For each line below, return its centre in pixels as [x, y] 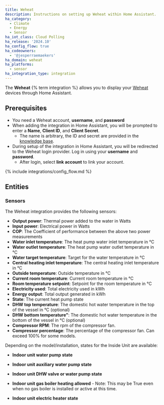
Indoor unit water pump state [42, 355]
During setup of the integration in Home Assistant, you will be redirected [85, 146]
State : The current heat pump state [48, 299]
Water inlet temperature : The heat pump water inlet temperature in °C [83, 242]
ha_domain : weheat [24, 60]
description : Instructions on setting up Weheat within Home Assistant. [81, 14]
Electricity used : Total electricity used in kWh [59, 289]
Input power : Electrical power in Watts [51, 226]
